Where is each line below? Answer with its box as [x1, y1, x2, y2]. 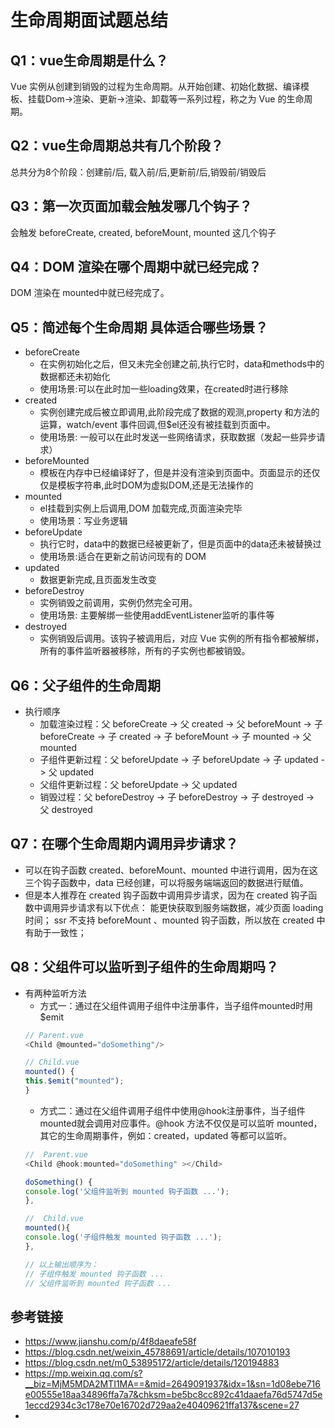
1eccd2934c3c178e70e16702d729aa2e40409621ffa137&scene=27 [24, 1399, 300, 1411]
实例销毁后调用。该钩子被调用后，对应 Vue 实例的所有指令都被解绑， [39, 632, 325, 645]
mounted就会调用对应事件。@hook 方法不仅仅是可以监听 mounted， [39, 1117, 323, 1129]
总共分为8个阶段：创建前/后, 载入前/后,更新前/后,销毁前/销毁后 [10, 166, 267, 178]
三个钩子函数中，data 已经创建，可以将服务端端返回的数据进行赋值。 [24, 876, 309, 888]
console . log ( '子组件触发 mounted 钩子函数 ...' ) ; [24, 1232, 223, 1243]
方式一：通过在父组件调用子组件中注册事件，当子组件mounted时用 [39, 999, 313, 1011]
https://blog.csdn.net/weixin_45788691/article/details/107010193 [24, 1346, 291, 1358]
